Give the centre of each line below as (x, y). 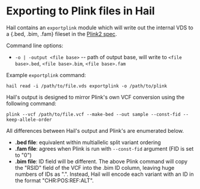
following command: (31, 103)
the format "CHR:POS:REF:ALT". (54, 180)
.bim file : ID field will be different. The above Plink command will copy (101, 161)
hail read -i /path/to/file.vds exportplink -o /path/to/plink (87, 86)
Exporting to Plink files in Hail (81, 11)
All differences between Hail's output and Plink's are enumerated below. (95, 130)
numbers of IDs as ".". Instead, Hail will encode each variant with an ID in (104, 174)
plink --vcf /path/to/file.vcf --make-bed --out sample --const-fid (93, 114)
